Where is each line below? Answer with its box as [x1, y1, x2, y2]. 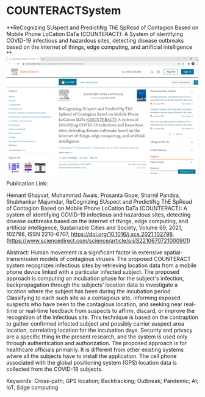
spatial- [164, 249, 183, 256]
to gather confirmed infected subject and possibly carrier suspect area [6, 320, 184, 327]
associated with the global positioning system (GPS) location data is [6, 359, 177, 367]
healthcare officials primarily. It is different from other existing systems [6, 346, 184, 354]
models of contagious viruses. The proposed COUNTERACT [39, 256, 191, 263]
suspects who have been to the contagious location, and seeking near [6, 301, 183, 308]
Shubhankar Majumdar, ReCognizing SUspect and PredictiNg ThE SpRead [6, 198, 192, 206]
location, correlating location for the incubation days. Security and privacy [6, 327, 193, 334]
